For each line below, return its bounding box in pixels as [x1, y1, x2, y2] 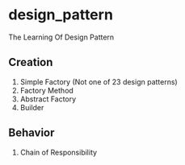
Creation [8, 56, 53, 69]
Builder [19, 102, 44, 112]
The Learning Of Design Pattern [8, 32, 115, 42]
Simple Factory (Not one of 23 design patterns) [19, 76, 178, 86]
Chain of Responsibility [19, 147, 98, 157]
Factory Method [19, 85, 74, 95]
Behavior [8, 126, 55, 140]
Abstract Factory [19, 94, 77, 104]
